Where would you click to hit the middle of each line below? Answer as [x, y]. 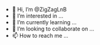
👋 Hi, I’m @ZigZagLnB [39, 9]
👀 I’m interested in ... [38, 16]
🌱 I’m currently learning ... [44, 22]
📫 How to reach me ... [40, 36]
